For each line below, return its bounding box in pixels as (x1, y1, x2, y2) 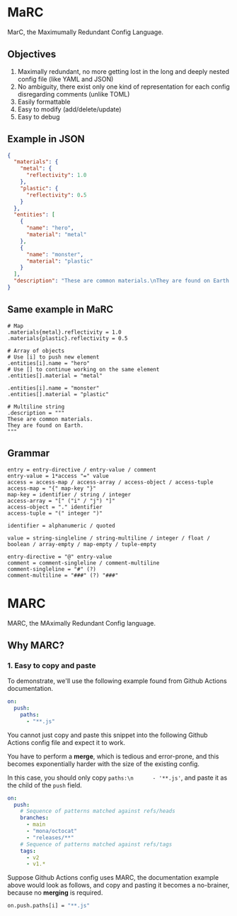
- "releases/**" (25, 834, 74, 841)
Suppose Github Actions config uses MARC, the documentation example (7, 873, 219, 882)
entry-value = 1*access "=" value (7, 472, 110, 479)
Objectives (7, 48, 57, 60)
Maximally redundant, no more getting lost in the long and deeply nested (17, 67, 230, 75)
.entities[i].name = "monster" (7, 384, 100, 391)
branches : (20, 814, 50, 822)
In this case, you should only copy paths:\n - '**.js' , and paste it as (7, 773, 228, 782)
